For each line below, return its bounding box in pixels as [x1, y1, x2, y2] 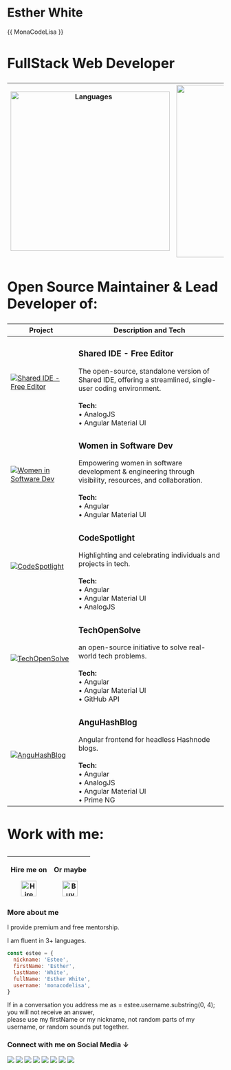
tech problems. [98, 652, 147, 661]
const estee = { [7, 950, 54, 957]
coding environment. [94, 383, 162, 393]
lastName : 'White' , [13, 969, 69, 976]
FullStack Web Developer [7, 54, 175, 72]
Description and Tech [113, 325, 186, 335]
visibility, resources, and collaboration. [78, 476, 203, 485]
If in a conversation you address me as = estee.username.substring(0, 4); [7, 1001, 215, 1009]
